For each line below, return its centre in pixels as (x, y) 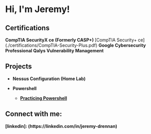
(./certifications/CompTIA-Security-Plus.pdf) (51, 45)
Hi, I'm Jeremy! (37, 9)
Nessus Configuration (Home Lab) (49, 79)
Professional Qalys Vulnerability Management (55, 51)
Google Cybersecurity (122, 45)
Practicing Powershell (43, 98)
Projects (19, 66)
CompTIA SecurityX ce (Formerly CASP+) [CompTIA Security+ (71, 40)
